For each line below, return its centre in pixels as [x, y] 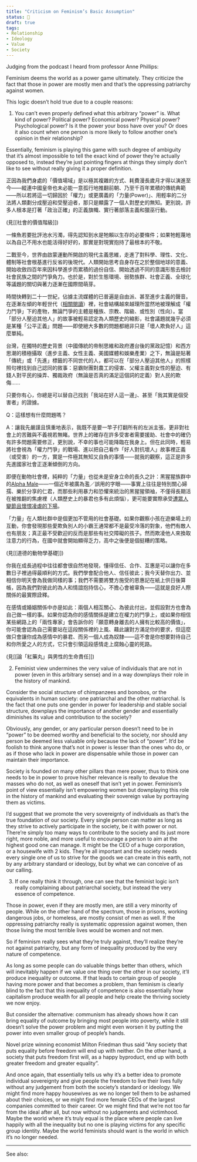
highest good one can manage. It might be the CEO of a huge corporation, [96, 845]
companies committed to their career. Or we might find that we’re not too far [98, 1106]
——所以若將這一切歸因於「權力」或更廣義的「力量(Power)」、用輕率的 [91, 195]
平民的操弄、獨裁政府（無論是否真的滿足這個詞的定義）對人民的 [98, 375]
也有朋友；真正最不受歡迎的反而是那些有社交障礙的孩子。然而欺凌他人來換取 [98, 533]
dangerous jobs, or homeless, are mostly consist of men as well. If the [91, 917]
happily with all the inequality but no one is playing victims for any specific [96, 1124]
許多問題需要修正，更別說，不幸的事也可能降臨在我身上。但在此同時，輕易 [101, 442]
